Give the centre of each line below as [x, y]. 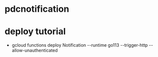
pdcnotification [37, 9]
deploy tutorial [35, 32]
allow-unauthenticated [35, 51]
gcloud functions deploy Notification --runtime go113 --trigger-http [80, 45]
